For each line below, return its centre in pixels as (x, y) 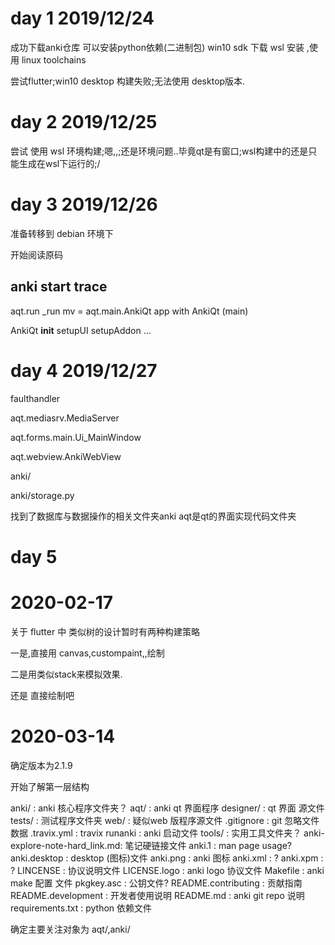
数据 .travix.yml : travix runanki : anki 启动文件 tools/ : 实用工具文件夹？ (156, 833)
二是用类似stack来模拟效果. (66, 674)
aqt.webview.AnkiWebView (66, 456)
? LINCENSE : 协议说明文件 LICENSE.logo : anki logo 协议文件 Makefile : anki (167, 870)
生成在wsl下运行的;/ (59, 163)
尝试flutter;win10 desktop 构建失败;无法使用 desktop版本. (128, 81)
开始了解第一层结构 (50, 786)
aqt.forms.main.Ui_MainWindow (76, 437)
